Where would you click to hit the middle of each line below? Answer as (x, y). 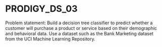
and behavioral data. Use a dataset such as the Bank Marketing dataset (79, 33)
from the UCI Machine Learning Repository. (50, 39)
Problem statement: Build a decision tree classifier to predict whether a (79, 23)
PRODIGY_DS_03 (41, 9)
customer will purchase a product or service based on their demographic (81, 28)
